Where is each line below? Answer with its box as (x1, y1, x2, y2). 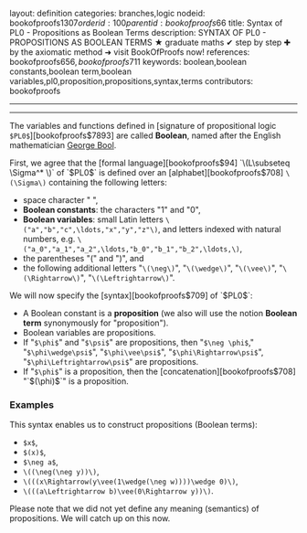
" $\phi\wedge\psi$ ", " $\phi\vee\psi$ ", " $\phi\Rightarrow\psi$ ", (22, 346, 264, 357)
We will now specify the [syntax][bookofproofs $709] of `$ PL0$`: (9, 290, 253, 301)
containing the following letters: (48, 177, 167, 187)
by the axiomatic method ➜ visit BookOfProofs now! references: (9, 47, 250, 58)
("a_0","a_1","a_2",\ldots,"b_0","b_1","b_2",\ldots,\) (22, 245, 240, 254)
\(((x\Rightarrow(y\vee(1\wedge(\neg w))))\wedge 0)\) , (22, 475, 239, 487)
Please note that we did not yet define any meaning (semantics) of (9, 503, 259, 515)
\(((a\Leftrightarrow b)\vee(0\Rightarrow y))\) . (22, 485, 215, 496)
